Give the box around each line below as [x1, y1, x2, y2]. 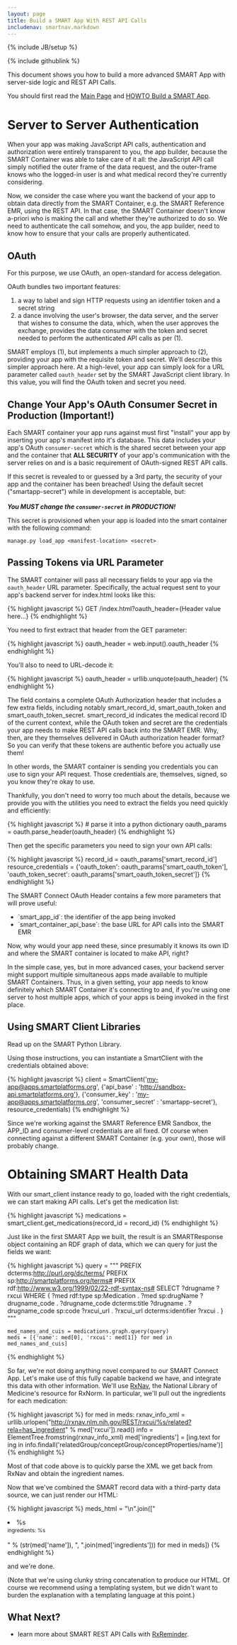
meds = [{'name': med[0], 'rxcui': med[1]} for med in [7, 1333, 173, 1341]
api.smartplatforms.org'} [7, 1090, 79, 1099]
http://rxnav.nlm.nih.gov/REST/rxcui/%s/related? [50, 1417, 192, 1426]
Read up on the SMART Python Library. [7, 1040, 122, 1048]
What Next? [7, 1611, 61, 1623]
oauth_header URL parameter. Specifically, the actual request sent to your [7, 583, 221, 591]
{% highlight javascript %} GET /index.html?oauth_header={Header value [7, 604, 221, 612]
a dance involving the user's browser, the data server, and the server [17, 312, 219, 320]
